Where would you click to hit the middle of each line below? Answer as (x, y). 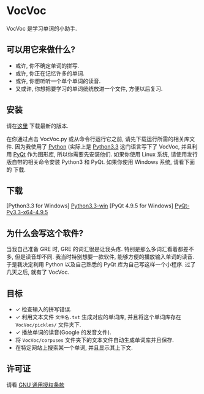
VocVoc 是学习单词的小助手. (42, 28)
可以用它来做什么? (41, 50)
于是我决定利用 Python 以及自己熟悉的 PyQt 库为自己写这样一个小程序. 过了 (101, 265)
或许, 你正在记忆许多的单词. (50, 73)
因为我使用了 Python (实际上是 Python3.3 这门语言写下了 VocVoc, (97, 146)
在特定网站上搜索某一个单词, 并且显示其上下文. (74, 348)
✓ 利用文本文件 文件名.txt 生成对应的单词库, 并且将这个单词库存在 (98, 317)
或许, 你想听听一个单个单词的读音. (58, 81)
